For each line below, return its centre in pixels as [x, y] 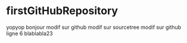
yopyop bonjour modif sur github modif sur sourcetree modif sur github [94, 27]
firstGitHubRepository [62, 11]
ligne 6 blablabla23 [30, 33]
